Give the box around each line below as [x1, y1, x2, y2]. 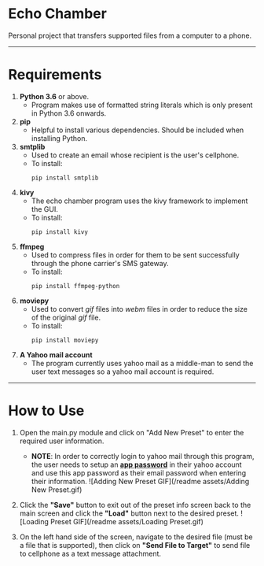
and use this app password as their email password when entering [31, 468, 247, 477]
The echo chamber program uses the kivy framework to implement [31, 196, 248, 205]
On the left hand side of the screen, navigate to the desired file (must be [19, 532, 253, 542]
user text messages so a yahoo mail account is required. [31, 367, 214, 376]
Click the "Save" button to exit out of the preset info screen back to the [19, 500, 251, 509]
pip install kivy [31, 228, 89, 236]
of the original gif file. [31, 313, 101, 322]
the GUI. [31, 204, 59, 213]
